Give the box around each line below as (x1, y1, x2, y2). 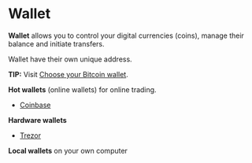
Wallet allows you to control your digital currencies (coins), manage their (8, 31, 244, 40)
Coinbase (19, 100, 51, 109)
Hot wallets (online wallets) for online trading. (8, 84, 157, 94)
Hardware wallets (8, 115, 67, 124)
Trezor (19, 131, 42, 140)
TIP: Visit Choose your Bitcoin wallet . (8, 69, 128, 79)
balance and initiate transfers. (8, 39, 105, 48)
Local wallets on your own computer (8, 146, 128, 155)
